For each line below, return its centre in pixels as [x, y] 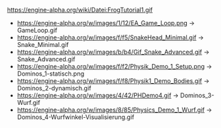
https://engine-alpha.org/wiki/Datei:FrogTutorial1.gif [80, 10]
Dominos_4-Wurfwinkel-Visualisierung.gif [76, 117]
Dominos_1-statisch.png [51, 74]
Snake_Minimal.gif [43, 45]
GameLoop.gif [37, 30]
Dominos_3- [197, 95]
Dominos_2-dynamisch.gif [54, 88]
